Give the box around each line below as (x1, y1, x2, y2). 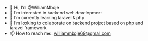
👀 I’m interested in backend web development (9, 10, 102, 15)
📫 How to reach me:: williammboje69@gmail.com (9, 30, 111, 36)
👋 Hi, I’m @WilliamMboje (9, 5, 60, 10)
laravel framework (9, 25, 47, 31)
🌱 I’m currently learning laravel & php (9, 15, 85, 20)
